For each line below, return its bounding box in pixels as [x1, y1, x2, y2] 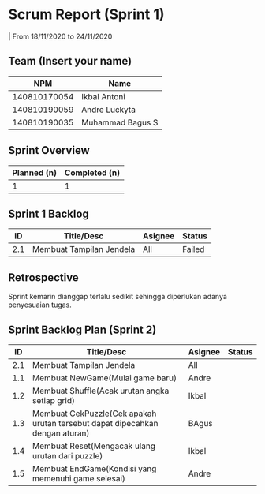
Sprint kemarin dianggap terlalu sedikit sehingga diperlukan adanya [8, 292, 227, 301]
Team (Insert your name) [8, 54, 132, 68]
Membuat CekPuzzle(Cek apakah [32, 408, 157, 419]
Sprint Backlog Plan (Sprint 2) [8, 323, 157, 336]
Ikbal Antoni [81, 91, 126, 102]
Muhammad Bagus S [81, 117, 159, 128]
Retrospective [8, 271, 79, 284]
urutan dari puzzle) [32, 451, 103, 461]
